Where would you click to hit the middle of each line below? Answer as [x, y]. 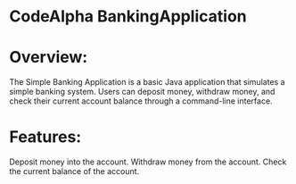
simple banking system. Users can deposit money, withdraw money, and [142, 92]
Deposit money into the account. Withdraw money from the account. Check [148, 162]
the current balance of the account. [74, 171]
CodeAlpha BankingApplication [128, 17]
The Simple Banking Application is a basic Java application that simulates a [147, 82]
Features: [45, 137]
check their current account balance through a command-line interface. [141, 101]
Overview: [49, 58]
